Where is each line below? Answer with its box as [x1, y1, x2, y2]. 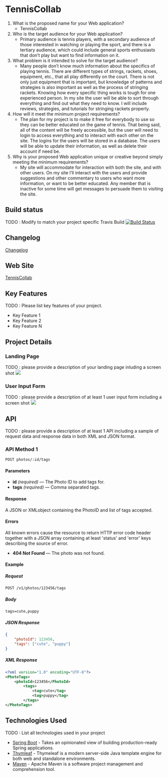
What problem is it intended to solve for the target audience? [12, 57, 138, 63]
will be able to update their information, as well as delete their [20, 143, 147, 149]
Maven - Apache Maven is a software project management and [12, 760, 143, 767]
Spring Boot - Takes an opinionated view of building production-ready [12, 739, 157, 745]
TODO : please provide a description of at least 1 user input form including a [5, 394, 162, 400]
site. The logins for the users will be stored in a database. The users [20, 137, 160, 144]
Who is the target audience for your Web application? [12, 31, 123, 37]
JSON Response [5, 620, 40, 626]
